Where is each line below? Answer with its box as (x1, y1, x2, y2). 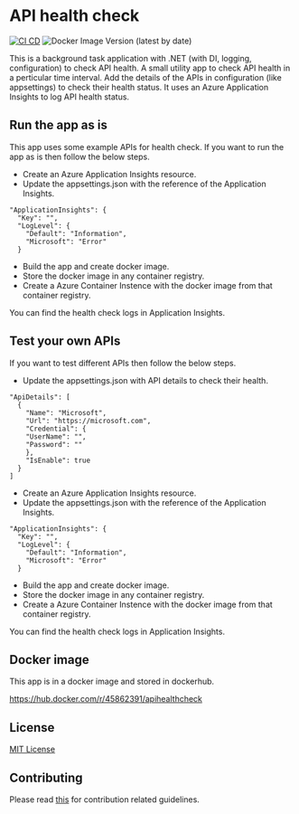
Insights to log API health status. (9, 91, 129, 102)
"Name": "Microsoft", (25, 408, 107, 417)
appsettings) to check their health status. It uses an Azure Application (9, 81, 269, 92)
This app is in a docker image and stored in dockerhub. (9, 676, 215, 687)
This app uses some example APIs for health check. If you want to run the (9, 141, 285, 152)
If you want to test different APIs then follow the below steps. (9, 357, 237, 368)
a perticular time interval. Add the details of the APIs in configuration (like (9, 71, 282, 82)
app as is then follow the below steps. (9, 151, 151, 162)
